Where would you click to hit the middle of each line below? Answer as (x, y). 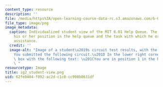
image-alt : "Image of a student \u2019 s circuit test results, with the (83, 50)
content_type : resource (29, 9)
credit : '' (20, 45)
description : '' (21, 14)
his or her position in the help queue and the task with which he (83, 37)
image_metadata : (21, 28)
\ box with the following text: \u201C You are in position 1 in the (84, 59)
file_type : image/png (27, 23)
